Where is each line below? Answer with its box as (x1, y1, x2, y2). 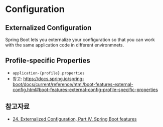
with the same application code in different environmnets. (5, 42, 124, 48)
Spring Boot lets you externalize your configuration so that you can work (5, 36, 155, 42)
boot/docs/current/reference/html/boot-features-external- (12, 81, 134, 87)
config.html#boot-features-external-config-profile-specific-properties (12, 86, 158, 92)
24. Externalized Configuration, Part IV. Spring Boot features (12, 116, 137, 122)
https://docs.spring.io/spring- (23, 75, 84, 81)
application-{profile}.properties (12, 70, 85, 75)
